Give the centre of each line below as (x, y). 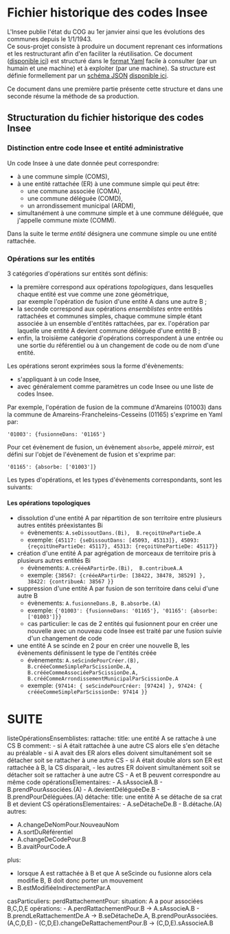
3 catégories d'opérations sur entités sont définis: (78, 274)
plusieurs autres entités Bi (54, 561)
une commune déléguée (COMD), (75, 198)
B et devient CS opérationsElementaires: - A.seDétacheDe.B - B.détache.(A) (115, 804)
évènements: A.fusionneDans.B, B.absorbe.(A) (94, 603)
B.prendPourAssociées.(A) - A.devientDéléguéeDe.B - (83, 790)
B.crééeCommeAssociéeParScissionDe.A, (83, 673)
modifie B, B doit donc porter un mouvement (80, 880)
